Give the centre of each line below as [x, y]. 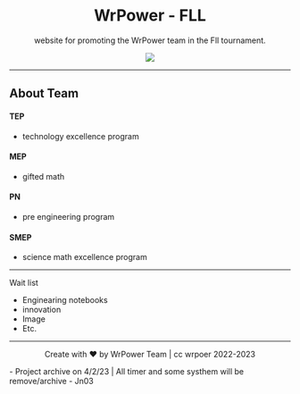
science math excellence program [84, 257]
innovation [42, 310]
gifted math [43, 176]
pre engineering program [68, 216]
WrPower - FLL [150, 16]
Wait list [24, 283]
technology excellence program [81, 136]
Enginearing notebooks [65, 300]
